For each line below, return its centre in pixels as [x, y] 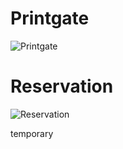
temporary [32, 133]
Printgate [50, 18]
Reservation [62, 86]
